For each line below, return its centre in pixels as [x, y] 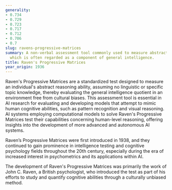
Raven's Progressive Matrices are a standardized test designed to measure [84, 82]
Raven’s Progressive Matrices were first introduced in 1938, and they [78, 140]
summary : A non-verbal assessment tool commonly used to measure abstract [87, 53]
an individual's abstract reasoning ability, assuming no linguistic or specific [84, 87]
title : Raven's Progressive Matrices [46, 62]
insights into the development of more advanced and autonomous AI [78, 125]
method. [14, 183]
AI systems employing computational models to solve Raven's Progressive [84, 114]
